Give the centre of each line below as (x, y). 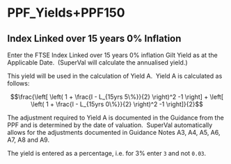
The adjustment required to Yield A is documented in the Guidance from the (115, 117)
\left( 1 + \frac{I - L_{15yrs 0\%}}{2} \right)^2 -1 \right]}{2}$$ (117, 104)
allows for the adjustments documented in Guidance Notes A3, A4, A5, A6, (114, 132)
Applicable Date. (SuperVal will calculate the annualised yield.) (97, 63)
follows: (18, 83)
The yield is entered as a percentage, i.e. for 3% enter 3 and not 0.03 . (107, 153)
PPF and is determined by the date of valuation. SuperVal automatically (110, 125)
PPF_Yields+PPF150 (66, 13)
